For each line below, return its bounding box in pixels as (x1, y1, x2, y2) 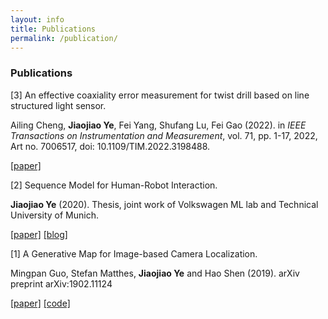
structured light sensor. (10, 99, 107, 111)
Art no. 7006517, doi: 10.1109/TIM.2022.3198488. (10, 140, 211, 152)
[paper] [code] (10, 297, 71, 309)
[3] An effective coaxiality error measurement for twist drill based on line (10, 89, 310, 101)
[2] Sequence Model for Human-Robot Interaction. (10, 179, 218, 191)
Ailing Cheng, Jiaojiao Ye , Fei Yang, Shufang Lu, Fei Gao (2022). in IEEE (10, 119, 307, 131)
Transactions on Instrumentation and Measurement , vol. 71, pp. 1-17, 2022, (10, 129, 318, 141)
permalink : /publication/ (10, 33, 118, 43)
